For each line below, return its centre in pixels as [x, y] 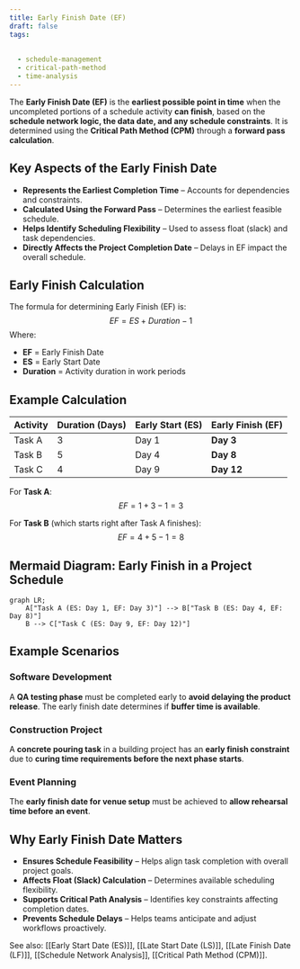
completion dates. [56, 909]
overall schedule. [54, 256]
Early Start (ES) [169, 426]
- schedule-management [60, 59]
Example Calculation [68, 400]
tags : [19, 34]
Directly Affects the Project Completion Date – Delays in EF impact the [154, 247]
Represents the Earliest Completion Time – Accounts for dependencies [156, 190]
